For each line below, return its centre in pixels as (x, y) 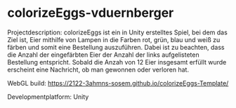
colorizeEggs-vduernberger (91, 13)
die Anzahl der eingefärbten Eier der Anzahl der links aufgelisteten (103, 55)
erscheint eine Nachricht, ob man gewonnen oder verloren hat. (98, 69)
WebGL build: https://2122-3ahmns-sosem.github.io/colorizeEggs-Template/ (118, 83)
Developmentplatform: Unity (48, 97)
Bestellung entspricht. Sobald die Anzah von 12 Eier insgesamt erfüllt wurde (117, 62)
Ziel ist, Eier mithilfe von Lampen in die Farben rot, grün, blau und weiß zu (114, 39)
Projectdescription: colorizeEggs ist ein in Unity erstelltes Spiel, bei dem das (118, 32)
